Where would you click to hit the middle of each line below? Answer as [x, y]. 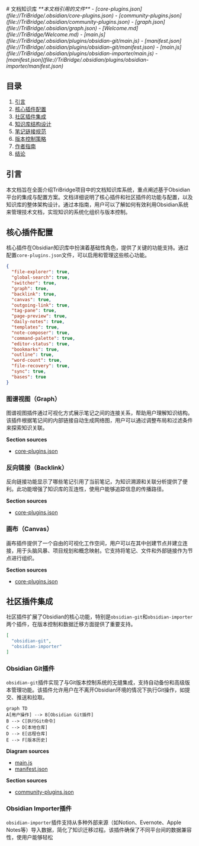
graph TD [17, 709]
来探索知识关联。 [27, 427]
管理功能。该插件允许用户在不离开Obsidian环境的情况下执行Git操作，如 [98, 690]
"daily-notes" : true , [38, 322]
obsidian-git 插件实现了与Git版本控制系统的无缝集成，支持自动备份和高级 [96, 683]
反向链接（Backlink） [37, 468]
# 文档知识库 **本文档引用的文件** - [50, 9]
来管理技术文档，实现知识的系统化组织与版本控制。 [68, 211]
